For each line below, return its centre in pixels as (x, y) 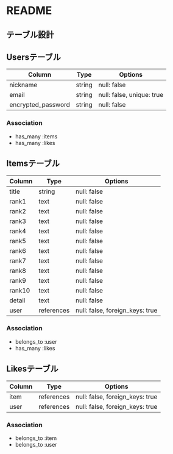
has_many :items (36, 136)
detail (17, 300)
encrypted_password (40, 105)
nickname (23, 85)
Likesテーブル (33, 369)
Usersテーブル (34, 57)
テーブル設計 (30, 34)
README (29, 11)
